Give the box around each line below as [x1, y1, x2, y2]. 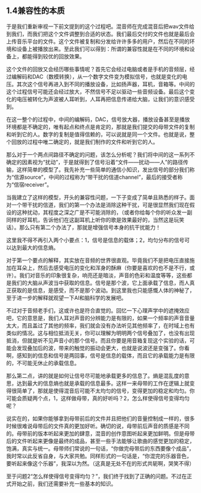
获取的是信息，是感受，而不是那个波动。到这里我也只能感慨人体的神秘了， [11, 287, 195, 294]
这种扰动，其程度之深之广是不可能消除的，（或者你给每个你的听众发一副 [16, 209, 193, 216]
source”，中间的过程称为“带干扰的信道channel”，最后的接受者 [24, 173, 178, 181]
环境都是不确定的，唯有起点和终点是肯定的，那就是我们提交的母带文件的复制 [6, 123, 195, 130]
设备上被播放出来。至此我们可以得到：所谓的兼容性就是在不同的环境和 [16, 45, 190, 52]
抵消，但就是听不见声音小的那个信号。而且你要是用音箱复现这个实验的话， [6, 336, 190, 344]
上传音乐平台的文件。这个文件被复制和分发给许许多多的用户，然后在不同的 [6, 38, 190, 45]
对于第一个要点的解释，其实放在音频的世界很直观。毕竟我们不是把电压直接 [6, 257, 190, 264]
